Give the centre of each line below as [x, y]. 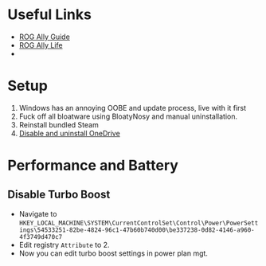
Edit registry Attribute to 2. [64, 244]
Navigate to [38, 213]
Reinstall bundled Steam [59, 124]
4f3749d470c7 [41, 237]
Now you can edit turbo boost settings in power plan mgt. [113, 253]
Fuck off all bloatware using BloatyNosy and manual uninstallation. [128, 116]
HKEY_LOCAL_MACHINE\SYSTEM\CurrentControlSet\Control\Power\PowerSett [139, 223]
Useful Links [50, 15]
